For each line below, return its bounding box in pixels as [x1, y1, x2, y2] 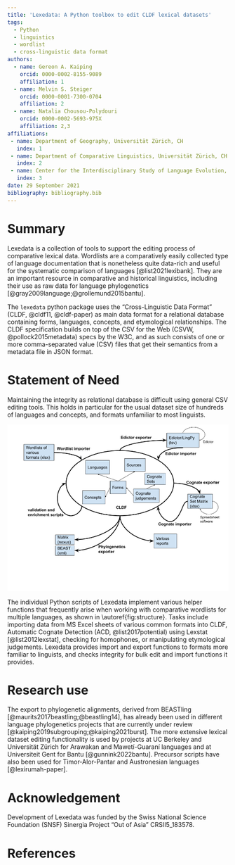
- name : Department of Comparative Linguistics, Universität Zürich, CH [10, 152, 228, 160]
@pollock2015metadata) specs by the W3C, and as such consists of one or [7, 332, 225, 341]
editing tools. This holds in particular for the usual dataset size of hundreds [7, 403, 224, 411]
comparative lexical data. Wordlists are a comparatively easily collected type [7, 251, 229, 260]
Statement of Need [7, 372, 120, 388]
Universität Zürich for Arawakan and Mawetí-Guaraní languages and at [7, 743, 212, 751]
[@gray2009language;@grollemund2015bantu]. [7, 289, 146, 297]
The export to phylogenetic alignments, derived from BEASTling [7, 705, 192, 714]
